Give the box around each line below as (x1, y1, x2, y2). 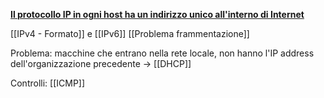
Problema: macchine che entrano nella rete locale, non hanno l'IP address (10, 47, 315, 59)
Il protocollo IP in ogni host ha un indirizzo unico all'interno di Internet (10, 9, 305, 20)
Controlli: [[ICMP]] (10, 77, 86, 89)
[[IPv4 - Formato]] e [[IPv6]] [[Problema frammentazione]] (10, 28, 250, 39)
